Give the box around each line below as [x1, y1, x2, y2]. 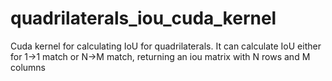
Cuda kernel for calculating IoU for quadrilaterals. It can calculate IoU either [10, 40, 322, 52]
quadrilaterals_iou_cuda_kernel [10, 7, 277, 30]
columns [10, 61, 46, 73]
